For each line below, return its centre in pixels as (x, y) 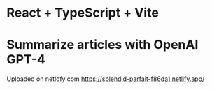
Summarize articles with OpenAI (103, 45)
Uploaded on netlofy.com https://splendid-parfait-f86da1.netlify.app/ (106, 79)
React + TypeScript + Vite (83, 13)
